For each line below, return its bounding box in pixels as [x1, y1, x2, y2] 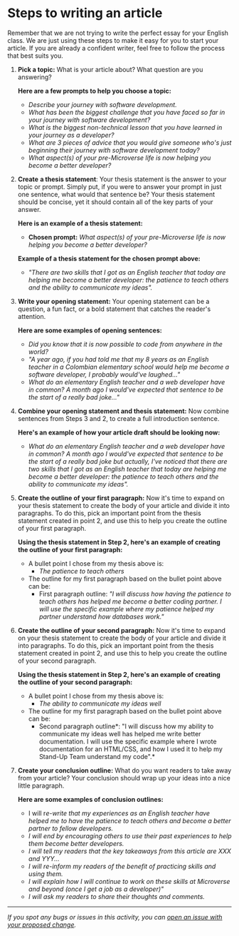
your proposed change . [7, 920, 77, 929]
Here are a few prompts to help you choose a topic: [17, 86, 172, 95]
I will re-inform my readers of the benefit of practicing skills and [28, 862, 216, 870]
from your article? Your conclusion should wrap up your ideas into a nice [17, 773, 231, 782]
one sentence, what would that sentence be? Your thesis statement [17, 190, 216, 198]
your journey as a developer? [28, 131, 115, 139]
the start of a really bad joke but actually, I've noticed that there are [28, 457, 228, 465]
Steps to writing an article [7, 5, 163, 21]
